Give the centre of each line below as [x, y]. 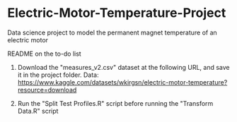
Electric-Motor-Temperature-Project [117, 13]
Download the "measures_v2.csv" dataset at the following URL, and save [123, 67]
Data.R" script [38, 111]
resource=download [47, 90]
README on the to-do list [44, 54]
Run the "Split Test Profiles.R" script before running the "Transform [115, 103]
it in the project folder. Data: [58, 75]
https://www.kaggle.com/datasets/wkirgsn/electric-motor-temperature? [122, 82]
